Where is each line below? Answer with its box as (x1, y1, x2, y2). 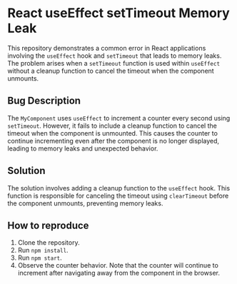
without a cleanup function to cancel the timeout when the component (7, 66, 214, 75)
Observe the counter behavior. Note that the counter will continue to (17, 261, 219, 270)
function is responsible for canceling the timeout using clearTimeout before (7, 191, 229, 200)
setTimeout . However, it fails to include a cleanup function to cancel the (7, 121, 218, 130)
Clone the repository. (17, 238, 80, 247)
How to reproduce (7, 219, 89, 231)
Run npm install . (17, 246, 69, 255)
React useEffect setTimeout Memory (7, 5, 230, 21)
